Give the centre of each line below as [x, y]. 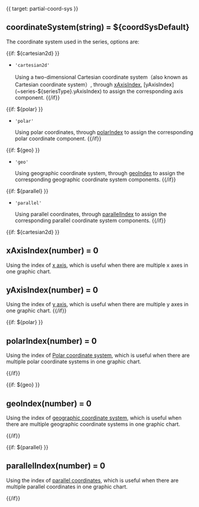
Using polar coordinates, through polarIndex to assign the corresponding [104, 132]
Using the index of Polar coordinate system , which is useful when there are [98, 355]
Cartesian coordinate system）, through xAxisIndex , [78, 84]
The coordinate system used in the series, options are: [73, 42]
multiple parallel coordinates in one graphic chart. [67, 486]
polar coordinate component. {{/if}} [58, 138]
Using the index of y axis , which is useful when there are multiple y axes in [97, 304]
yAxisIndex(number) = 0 [52, 290]
